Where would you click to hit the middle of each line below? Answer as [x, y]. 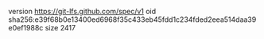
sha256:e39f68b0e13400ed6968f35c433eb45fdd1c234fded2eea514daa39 [132, 19]
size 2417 [60, 28]
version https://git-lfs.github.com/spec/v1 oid [82, 11]
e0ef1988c [26, 28]
